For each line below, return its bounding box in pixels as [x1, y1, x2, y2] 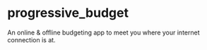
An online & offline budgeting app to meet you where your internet [7, 28, 200, 37]
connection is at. [7, 35, 56, 44]
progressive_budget [7, 5, 129, 21]
